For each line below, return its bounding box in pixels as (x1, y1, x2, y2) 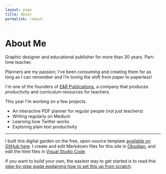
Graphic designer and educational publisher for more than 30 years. (5, 54, 144, 60)
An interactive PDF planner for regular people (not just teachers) (12, 108, 143, 114)
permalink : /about (5, 16, 43, 21)
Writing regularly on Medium (12, 113, 71, 119)
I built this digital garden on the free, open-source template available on (5, 138, 151, 144)
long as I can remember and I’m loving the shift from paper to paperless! (5, 74, 152, 80)
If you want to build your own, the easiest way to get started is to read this (5, 158, 156, 164)
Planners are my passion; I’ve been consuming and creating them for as (5, 69, 152, 75)
